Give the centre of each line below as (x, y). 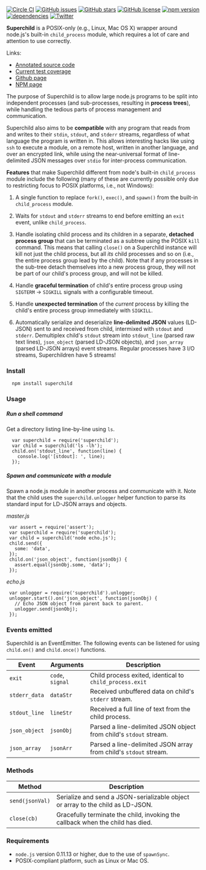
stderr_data (27, 695)
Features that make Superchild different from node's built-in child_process (101, 172)
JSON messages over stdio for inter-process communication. (109, 160)
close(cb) (24, 818)
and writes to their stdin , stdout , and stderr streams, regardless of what (98, 134)
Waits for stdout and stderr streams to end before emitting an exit (100, 216)
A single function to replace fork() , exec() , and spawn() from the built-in (106, 197)
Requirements (28, 840)
